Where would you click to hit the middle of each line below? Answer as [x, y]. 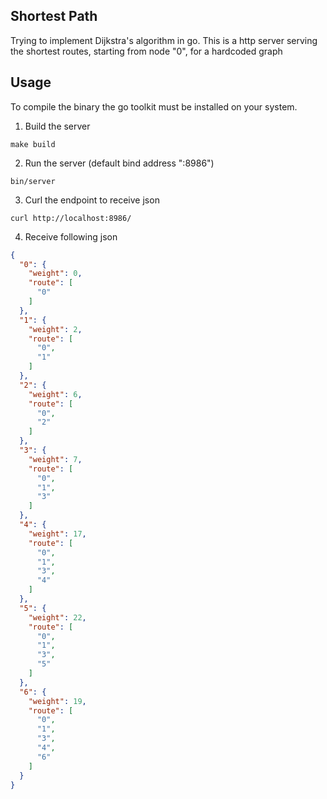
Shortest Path [54, 16]
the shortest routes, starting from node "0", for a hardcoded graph [146, 51]
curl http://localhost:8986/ [71, 218]
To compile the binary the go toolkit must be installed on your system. [154, 106]
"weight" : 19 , [57, 701]
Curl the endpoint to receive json [92, 200]
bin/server [33, 181]
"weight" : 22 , [57, 617]
